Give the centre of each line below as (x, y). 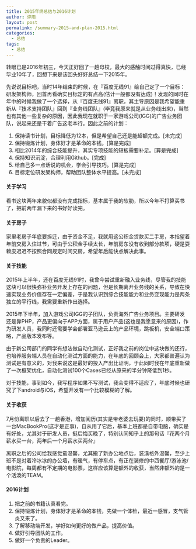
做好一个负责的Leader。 (43, 540)
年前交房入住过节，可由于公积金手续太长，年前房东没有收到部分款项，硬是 (95, 244)
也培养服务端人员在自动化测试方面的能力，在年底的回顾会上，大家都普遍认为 (98, 356)
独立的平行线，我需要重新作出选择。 (50, 302)
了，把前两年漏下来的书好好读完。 (47, 208)
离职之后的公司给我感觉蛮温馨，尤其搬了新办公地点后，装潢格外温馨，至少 (95, 453)
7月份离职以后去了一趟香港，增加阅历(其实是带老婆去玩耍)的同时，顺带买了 (96, 419)
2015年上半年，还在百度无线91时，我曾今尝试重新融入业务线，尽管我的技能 (96, 280)
